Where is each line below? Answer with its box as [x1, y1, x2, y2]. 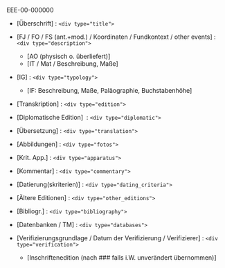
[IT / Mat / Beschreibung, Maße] [26, 60, 118, 68]
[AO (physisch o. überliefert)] [26, 52, 111, 60]
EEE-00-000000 [6, 6, 54, 14]
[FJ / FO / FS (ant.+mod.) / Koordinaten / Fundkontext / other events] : [16, 33, 216, 41]
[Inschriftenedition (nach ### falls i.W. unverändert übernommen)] [26, 253, 217, 262]
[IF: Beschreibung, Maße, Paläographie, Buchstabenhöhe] [26, 87, 192, 94]
